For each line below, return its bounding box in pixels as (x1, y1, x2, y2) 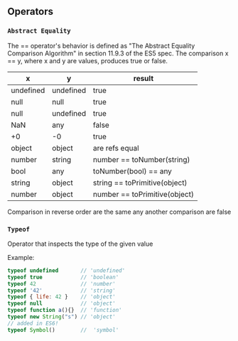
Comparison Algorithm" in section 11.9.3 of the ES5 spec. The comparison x (7, 49, 229, 58)
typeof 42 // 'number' (7, 280, 116, 287)
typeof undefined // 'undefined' (7, 266, 126, 274)
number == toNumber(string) (92, 154, 190, 164)
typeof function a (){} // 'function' (7, 307, 122, 314)
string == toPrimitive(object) (92, 178, 188, 188)
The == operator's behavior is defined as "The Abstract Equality (7, 41, 195, 50)
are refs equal (92, 143, 140, 153)
